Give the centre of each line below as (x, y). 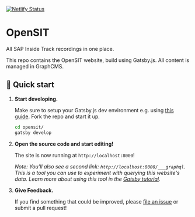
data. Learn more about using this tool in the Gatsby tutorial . (87, 179)
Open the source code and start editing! (64, 144)
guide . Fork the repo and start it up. (57, 116)
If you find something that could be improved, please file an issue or (96, 201)
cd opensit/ (29, 127)
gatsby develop (33, 132)
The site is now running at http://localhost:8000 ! (75, 155)
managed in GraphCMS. (35, 66)
